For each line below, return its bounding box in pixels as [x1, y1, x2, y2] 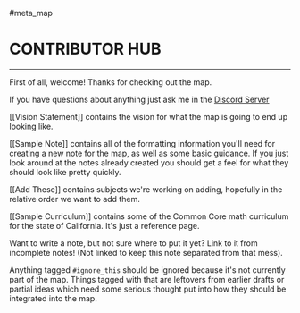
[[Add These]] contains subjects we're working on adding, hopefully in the [9, 183, 283, 195]
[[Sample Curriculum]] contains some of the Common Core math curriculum [9, 210, 289, 222]
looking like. [9, 121, 54, 131]
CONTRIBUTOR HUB [9, 39, 162, 59]
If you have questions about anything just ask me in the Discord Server [9, 94, 270, 105]
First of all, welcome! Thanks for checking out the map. [9, 76, 212, 88]
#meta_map [9, 8, 54, 18]
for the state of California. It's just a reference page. [9, 220, 200, 231]
